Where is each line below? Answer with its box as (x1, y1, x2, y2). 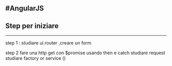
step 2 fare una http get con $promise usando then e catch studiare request (5, 50, 165, 56)
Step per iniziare (5, 21, 59, 30)
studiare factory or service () (5, 55, 66, 61)
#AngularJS (5, 4, 44, 13)
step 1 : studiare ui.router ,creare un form (5, 40, 92, 46)
